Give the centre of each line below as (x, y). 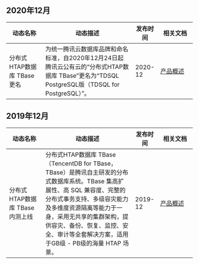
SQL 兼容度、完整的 (98, 190)
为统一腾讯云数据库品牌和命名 (87, 49)
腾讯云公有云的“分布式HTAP (84, 67)
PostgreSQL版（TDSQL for (83, 84)
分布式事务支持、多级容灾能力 (87, 198)
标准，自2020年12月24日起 (84, 58)
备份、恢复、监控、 (96, 225)
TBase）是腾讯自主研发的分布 (87, 172)
